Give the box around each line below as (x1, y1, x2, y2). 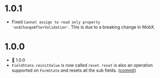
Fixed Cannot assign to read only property (11, 19, 101, 25)
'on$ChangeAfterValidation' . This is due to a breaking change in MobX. (11, 24, 156, 30)
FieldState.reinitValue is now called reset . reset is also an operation (11, 62, 153, 68)
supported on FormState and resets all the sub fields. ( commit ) (11, 67, 137, 73)
